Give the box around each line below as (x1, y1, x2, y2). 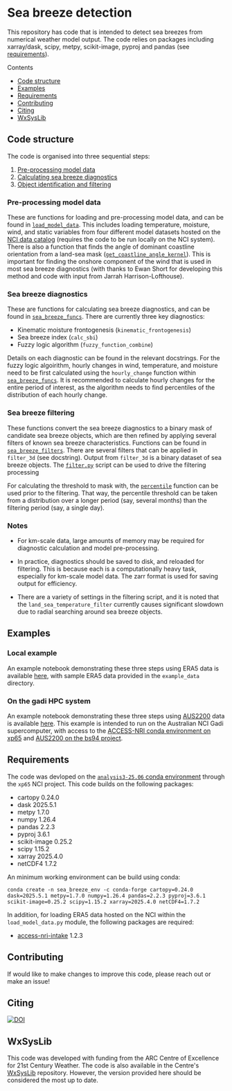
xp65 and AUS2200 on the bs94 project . (7, 734, 123, 742)
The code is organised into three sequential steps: (7, 152, 150, 160)
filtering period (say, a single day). (7, 504, 105, 512)
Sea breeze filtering (7, 408, 75, 418)
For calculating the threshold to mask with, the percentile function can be (7, 481, 219, 490)
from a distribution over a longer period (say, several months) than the (7, 496, 208, 504)
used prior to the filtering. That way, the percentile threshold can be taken (7, 488, 218, 497)
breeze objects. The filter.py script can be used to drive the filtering (7, 461, 206, 469)
